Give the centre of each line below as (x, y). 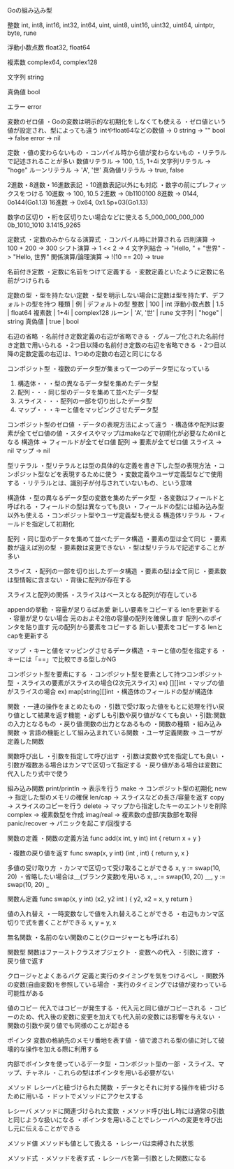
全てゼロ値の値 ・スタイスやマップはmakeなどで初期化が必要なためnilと (123, 433)
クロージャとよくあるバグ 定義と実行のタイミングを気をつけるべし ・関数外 (116, 976)
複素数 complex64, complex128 (52, 62)
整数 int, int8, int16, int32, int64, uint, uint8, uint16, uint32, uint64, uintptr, (111, 25)
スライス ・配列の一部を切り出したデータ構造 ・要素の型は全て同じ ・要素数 (117, 571)
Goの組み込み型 (30, 10)
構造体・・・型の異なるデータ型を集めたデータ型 (88, 383)
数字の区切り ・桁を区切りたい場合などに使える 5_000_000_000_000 (106, 217)
